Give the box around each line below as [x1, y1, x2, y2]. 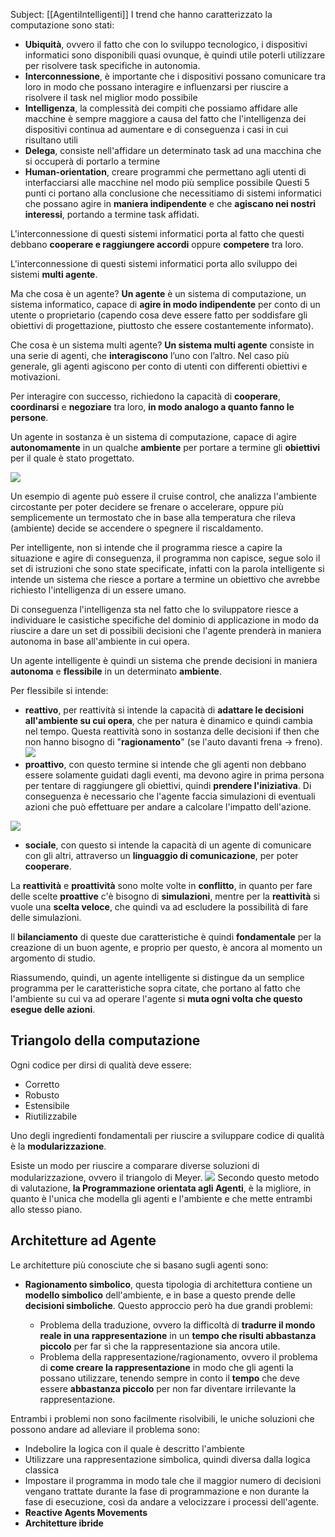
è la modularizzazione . [10, 1140, 107, 1152]
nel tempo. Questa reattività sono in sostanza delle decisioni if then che [24, 725, 320, 737]
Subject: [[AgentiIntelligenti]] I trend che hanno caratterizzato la [10, 9, 273, 20]
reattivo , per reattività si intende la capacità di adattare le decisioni [24, 704, 304, 716]
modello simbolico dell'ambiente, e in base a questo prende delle [24, 1289, 296, 1301]
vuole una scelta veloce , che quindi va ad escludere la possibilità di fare [10, 901, 309, 913]
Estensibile [24, 1099, 70, 1111]
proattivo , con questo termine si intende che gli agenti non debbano [24, 759, 307, 770]
